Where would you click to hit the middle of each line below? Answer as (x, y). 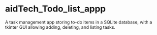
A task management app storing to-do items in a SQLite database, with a (79, 22)
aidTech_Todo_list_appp (55, 9)
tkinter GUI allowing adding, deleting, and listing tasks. (60, 27)
